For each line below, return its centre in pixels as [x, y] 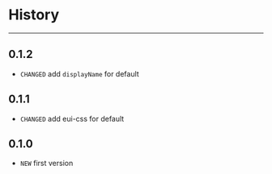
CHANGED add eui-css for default [72, 118]
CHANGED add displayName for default [79, 73]
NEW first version [47, 164]
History [34, 15]
